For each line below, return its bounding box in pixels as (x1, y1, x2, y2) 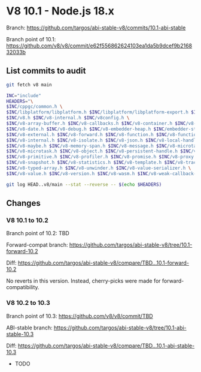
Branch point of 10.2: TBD (6, 230, 70, 237)
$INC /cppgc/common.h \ (6, 104, 63, 110)
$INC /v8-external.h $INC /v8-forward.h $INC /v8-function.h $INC (6, 131, 167, 137)
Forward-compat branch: (6, 241, 68, 248)
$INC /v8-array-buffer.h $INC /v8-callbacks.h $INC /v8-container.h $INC (6, 121, 186, 127)
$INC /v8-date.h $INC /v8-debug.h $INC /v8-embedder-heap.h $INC (6, 126, 165, 132)
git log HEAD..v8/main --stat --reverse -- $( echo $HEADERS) (6, 181, 162, 187)
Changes (6, 198, 41, 208)
